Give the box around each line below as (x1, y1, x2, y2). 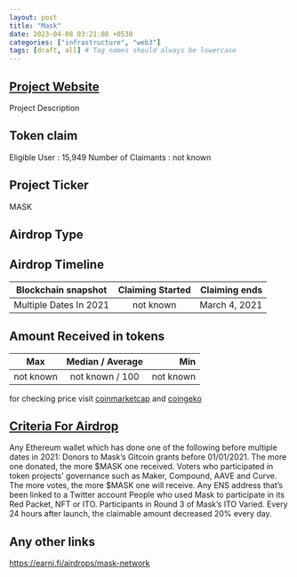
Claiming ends (199, 284, 263, 296)
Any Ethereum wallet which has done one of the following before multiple (9, 442, 277, 453)
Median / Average (66, 355, 144, 367)
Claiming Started (117, 284, 191, 296)
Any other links (9, 534, 96, 549)
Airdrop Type (9, 227, 84, 242)
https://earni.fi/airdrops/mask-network (9, 557, 150, 569)
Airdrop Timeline (9, 257, 105, 272)
